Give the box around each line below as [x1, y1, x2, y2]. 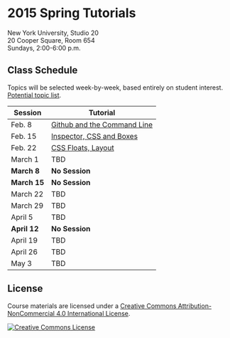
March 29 [11, 201, 44, 211]
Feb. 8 [11, 120, 32, 130]
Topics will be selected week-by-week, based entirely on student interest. [7, 83, 224, 92]
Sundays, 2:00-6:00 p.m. [7, 43, 81, 52]
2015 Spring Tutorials [7, 5, 136, 21]
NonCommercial [7, 309, 55, 317]
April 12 [11, 223, 39, 233]
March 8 [11, 166, 40, 176]
